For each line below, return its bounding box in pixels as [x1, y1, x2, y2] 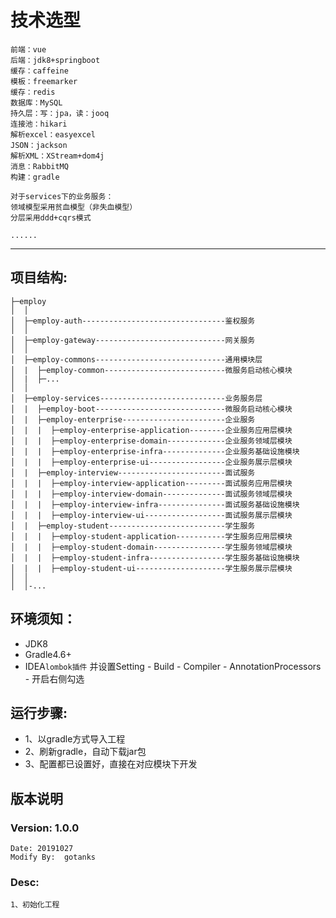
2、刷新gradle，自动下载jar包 [24, 746, 147, 758]
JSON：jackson [10, 140, 68, 150]
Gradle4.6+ [24, 648, 72, 660]
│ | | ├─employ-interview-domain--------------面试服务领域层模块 [10, 489, 293, 499]
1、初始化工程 [10, 900, 60, 910]
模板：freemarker [10, 76, 78, 86]
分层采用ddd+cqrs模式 [10, 212, 92, 223]
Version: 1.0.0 [10, 821, 80, 835]
